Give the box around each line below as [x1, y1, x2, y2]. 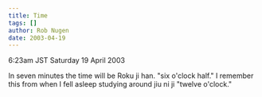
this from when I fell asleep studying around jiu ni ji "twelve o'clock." [8, 80, 233, 89]
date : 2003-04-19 [8, 33, 66, 42]
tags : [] [8, 19, 37, 27]
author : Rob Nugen [8, 26, 69, 34]
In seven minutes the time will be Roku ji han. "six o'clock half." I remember [8, 71, 254, 80]
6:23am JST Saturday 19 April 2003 [8, 56, 126, 65]
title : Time [8, 11, 48, 20]
